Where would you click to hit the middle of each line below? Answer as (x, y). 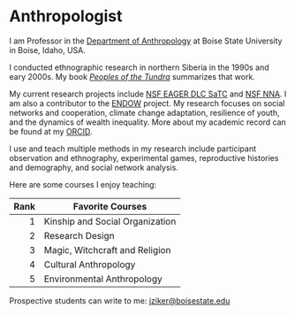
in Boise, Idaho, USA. (47, 50)
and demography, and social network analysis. (94, 167)
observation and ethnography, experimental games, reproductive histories (144, 157)
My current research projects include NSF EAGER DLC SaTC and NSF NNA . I (148, 94)
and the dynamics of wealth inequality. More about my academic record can (148, 122)
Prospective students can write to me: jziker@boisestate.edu (120, 300)
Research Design (79, 235)
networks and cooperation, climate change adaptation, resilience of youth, (144, 112)
